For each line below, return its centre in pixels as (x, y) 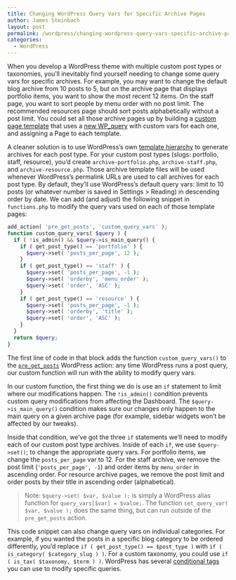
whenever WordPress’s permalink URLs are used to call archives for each (113, 177)
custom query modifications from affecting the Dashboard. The (99, 401)
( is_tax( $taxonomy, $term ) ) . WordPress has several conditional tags (113, 561)
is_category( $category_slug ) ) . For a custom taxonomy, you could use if (118, 553)
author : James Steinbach (44, 20)
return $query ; (36, 337)
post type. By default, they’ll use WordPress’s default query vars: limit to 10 (116, 184)
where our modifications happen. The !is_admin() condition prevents (108, 393)
